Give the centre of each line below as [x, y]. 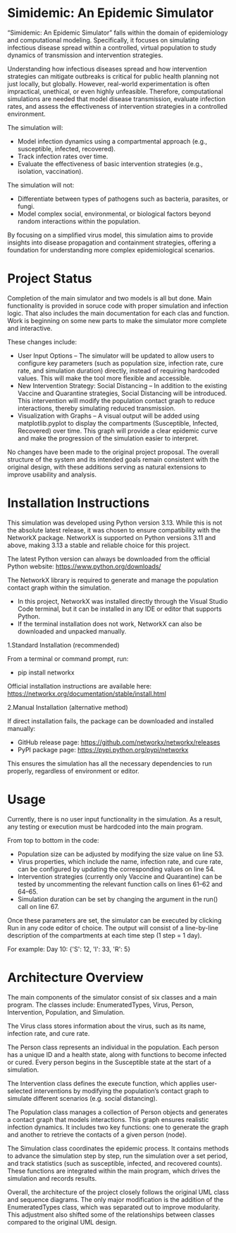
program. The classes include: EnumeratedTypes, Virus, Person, [101, 1005]
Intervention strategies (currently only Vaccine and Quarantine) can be [120, 876]
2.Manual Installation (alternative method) [68, 707]
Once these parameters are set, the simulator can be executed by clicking [114, 920]
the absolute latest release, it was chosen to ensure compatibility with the [114, 530]
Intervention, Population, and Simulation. [66, 1012]
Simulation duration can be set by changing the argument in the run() [118, 899]
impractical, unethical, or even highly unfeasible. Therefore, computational [115, 91]
